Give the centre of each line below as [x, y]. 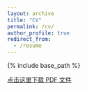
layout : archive [31, 13]
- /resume [27, 46]
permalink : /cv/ [31, 26]
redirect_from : [29, 39]
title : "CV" [24, 20]
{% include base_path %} [44, 65]
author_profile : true [39, 33]
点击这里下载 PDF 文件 [39, 80]
